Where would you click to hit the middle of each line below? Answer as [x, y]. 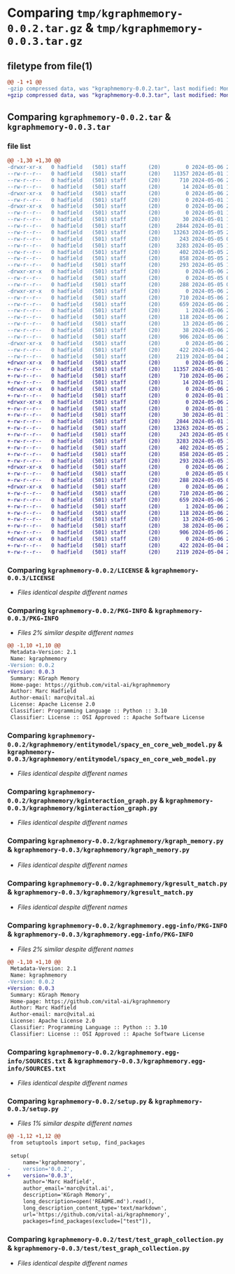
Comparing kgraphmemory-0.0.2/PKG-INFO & [80, 610]
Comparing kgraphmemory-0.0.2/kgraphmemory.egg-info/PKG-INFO [117, 925]
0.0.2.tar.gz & [51, 28]
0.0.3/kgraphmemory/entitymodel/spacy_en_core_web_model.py [112, 759]
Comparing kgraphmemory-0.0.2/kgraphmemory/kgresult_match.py [117, 883]
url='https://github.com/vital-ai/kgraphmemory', [97, 1214]
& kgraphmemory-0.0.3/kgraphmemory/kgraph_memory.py [99, 850]
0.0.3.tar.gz [45, 42]
